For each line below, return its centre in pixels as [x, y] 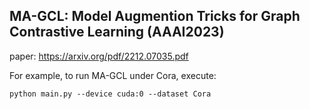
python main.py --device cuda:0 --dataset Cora [110, 94]
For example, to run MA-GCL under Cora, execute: [113, 75]
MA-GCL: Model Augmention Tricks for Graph [155, 16]
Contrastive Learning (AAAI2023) [117, 32]
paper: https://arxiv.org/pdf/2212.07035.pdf [99, 56]
